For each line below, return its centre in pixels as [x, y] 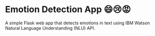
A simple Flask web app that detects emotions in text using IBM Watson [77, 23]
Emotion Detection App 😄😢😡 [68, 9]
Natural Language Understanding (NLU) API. [50, 28]
